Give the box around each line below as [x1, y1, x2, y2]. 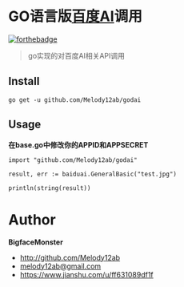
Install [8, 75, 40, 88]
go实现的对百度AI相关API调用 [27, 51, 126, 60]
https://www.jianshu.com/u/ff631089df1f [19, 269, 154, 279]
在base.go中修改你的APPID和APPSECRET [8, 139, 149, 149]
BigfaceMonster [8, 237, 64, 247]
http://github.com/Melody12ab [19, 253, 121, 262]
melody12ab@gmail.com [19, 261, 102, 271]
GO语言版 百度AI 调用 [8, 7, 142, 26]
